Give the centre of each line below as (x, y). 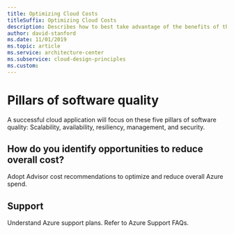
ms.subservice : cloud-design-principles (67, 59)
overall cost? (36, 160)
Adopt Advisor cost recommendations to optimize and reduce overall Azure (115, 177)
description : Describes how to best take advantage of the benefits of (113, 27)
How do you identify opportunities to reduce (105, 148)
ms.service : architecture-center (56, 53)
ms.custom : (23, 66)
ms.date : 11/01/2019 (37, 40)
